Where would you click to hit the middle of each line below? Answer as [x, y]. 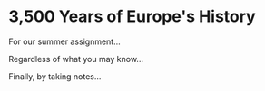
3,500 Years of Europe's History [132, 17]
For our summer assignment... [65, 41]
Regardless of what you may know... [76, 59]
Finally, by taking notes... [55, 76]
